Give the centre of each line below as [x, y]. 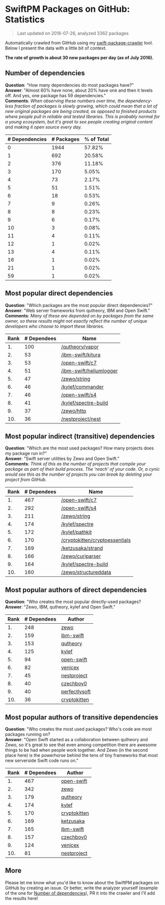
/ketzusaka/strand [82, 548]
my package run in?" [26, 453]
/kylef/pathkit [76, 532]
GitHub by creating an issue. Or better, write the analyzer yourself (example [82, 888]
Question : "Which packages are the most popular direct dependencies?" [79, 305]
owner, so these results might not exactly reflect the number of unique [76, 321]
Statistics [25, 19]
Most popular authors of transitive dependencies [82, 717]
